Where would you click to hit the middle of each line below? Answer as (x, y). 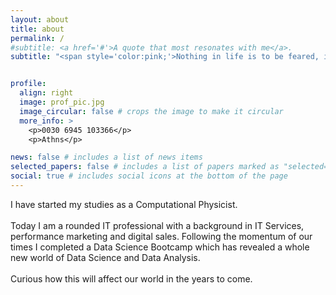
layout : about (40, 19)
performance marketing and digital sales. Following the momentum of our (161, 236)
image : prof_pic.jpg (62, 102)
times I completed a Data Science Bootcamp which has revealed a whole (160, 247)
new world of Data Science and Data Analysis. (105, 257)
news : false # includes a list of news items (106, 157)
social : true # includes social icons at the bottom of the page (149, 176)
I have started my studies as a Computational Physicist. (124, 204)
